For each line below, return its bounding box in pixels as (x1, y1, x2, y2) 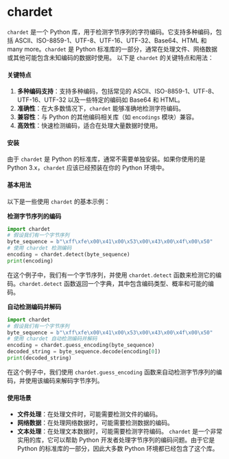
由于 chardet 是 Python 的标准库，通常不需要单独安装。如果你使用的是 (7, 155, 206, 164)
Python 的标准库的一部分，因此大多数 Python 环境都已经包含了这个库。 (16, 445, 219, 453)
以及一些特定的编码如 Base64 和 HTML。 (67, 96, 184, 104)
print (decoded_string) (7, 355, 72, 361)
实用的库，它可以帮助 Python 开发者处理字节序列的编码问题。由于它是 (16, 436, 215, 444)
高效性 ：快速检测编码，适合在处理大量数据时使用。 (16, 122, 162, 130)
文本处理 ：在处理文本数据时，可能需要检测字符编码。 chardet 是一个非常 (16, 427, 223, 436)
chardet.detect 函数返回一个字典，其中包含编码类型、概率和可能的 (19, 279, 208, 287)
